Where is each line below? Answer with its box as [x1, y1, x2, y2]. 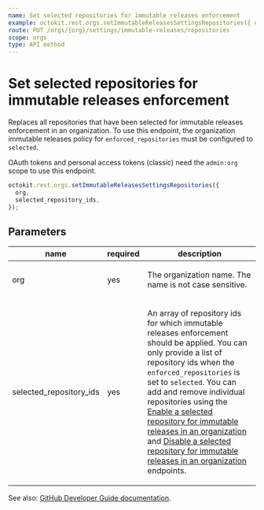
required [107, 249, 140, 260]
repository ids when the [147, 357, 235, 368]
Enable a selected [147, 406, 214, 417]
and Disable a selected [147, 436, 232, 447]
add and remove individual [147, 386, 245, 397]
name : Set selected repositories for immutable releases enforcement [8, 11, 241, 20]
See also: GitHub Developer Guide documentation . [8, 493, 171, 503]
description [178, 249, 222, 260]
